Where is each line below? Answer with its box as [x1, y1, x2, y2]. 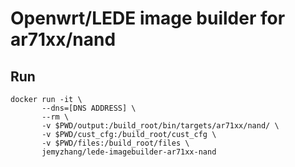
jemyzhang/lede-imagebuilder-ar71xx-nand [41, 147, 217, 157]
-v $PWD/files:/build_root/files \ [41, 138, 190, 148]
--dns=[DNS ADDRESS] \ [41, 103, 137, 113]
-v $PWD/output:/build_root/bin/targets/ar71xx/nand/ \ [41, 121, 280, 131]
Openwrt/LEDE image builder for [10, 7, 286, 30]
